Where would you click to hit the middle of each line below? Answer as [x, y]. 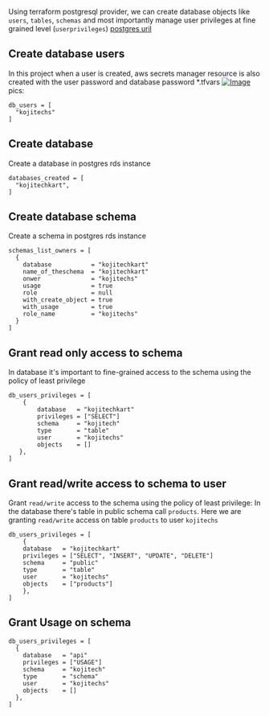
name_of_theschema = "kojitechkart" [86, 272]
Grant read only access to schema [96, 353]
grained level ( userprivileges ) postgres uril [80, 29]
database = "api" [55, 655]
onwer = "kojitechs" [80, 279]
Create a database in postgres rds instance [79, 163]
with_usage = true [68, 307]
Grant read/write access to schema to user [117, 483]
